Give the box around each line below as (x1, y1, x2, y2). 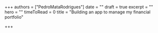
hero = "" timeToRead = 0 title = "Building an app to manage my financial (4, 9, 151, 15)
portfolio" (4, 14, 24, 20)
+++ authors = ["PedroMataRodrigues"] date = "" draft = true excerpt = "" (4, 4, 153, 10)
